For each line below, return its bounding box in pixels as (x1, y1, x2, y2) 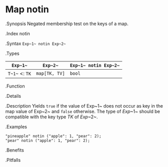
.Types (5, 50, 19, 56)
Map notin (5, 4, 50, 15)
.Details (5, 93, 21, 99)
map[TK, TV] (36, 70, 65, 76)
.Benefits (5, 147, 25, 153)
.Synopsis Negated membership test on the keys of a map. (5, 20, 129, 27)
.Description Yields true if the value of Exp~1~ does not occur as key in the (5, 102, 163, 109)
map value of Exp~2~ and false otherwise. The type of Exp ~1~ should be (5, 108, 160, 114)
